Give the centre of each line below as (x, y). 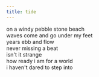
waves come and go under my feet (49, 35)
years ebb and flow (30, 42)
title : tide (21, 12)
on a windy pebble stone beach (45, 29)
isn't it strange (24, 54)
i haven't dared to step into (40, 67)
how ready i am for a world (40, 61)
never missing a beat (32, 48)
